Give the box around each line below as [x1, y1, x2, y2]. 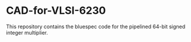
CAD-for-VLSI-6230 [6, 4, 106, 17]
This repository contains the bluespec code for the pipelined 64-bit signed [6, 23, 186, 30]
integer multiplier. [6, 29, 48, 36]
